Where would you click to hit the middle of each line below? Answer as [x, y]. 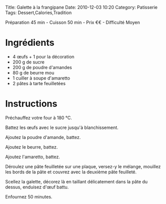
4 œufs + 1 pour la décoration [43, 56]
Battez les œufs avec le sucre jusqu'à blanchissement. [62, 127]
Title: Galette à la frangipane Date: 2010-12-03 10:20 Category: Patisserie [81, 7]
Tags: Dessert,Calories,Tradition [39, 13]
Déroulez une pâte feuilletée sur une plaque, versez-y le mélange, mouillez [83, 166]
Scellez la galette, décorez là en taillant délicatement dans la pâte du [76, 181]
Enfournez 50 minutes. [29, 196]
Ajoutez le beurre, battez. [32, 147]
